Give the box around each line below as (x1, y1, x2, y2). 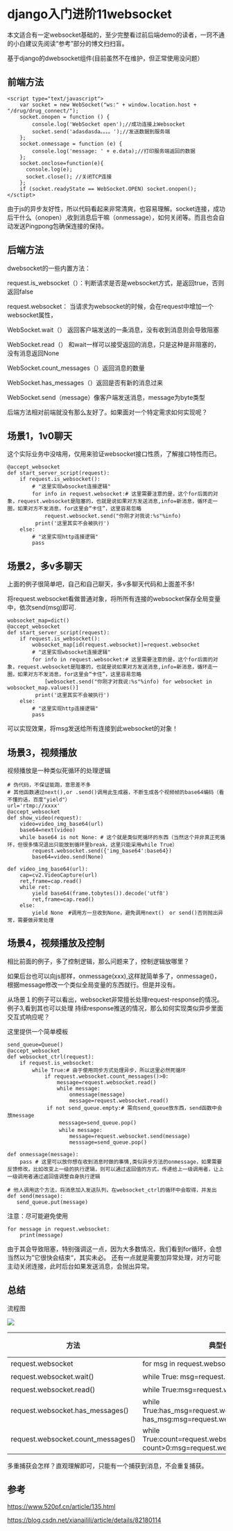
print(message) (19, 1231, 64, 1239)
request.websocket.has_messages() (10, 1405, 130, 1415)
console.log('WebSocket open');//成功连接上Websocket (32, 121, 186, 128)
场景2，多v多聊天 (7, 560, 83, 572)
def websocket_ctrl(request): (7, 1053, 95, 1060)
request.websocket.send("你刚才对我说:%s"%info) (44, 513, 182, 520)
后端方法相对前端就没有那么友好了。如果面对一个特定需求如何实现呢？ (7, 407, 208, 416)
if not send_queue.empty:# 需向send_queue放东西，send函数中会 (46, 1104, 223, 1111)
